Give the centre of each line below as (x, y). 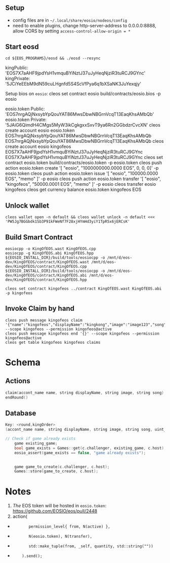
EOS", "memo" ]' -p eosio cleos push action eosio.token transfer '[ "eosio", (83, 179)
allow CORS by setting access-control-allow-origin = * (71, 31)
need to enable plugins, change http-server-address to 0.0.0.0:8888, (84, 25)
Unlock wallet (27, 205)
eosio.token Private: (26, 119)
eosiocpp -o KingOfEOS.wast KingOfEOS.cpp (51, 249)
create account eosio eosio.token (40, 131)
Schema (23, 363)
